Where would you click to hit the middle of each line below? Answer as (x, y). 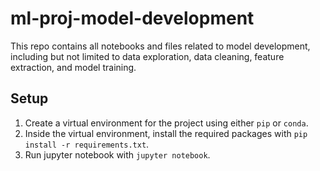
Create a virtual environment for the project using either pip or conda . (166, 123)
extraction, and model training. (73, 67)
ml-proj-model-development (132, 18)
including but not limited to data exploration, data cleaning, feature (147, 56)
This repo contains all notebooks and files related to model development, (160, 46)
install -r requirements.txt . (87, 144)
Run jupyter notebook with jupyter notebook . (117, 154)
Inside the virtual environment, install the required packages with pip (166, 133)
